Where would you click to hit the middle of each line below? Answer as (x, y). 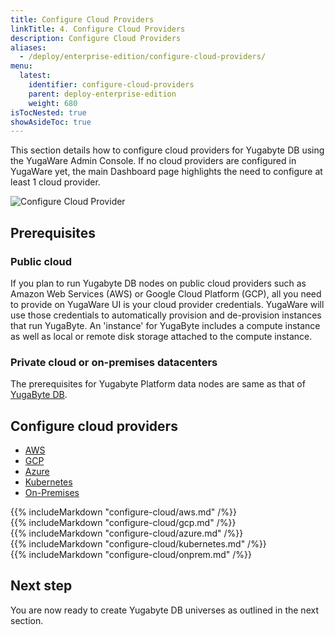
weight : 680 (53, 103)
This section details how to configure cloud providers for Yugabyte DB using (167, 150)
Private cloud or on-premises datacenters (114, 362)
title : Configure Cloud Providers (82, 19)
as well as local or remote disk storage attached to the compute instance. (161, 336)
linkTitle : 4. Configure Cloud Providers (98, 29)
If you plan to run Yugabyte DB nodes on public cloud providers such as (158, 283)
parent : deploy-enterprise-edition (102, 94)
